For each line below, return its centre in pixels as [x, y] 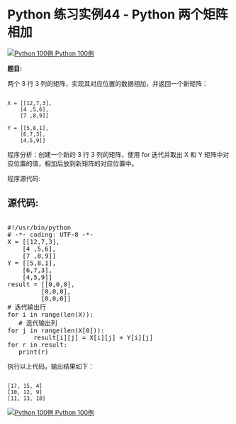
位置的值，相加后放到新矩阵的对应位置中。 [75, 163]
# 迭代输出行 [27, 307]
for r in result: [37, 344]
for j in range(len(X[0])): [56, 330]
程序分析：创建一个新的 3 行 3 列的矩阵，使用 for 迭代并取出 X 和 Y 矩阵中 [115, 154]
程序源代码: [24, 178]
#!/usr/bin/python [39, 227]
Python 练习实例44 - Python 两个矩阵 [118, 15]
